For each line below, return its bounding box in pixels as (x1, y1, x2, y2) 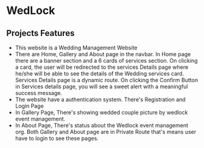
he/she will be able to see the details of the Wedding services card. (15, 70, 185, 77)
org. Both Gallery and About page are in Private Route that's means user (15, 129, 197, 135)
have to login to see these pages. (15, 135, 99, 142)
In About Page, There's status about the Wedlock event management (15, 122, 189, 129)
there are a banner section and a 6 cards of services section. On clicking (15, 57, 198, 64)
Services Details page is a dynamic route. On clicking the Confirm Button (15, 77, 199, 83)
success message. (15, 90, 63, 96)
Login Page (15, 102, 44, 110)
